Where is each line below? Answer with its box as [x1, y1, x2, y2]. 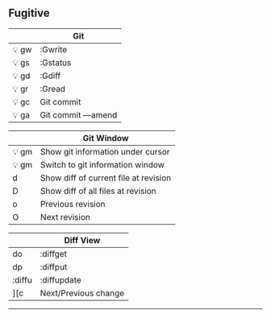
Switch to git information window [40, 159, 165, 170]
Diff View [64, 234, 101, 246]
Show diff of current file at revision [40, 172, 172, 184]
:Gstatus [40, 56, 72, 68]
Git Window [82, 132, 129, 143]
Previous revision [40, 198, 106, 209]
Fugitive [8, 6, 50, 20]
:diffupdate [40, 274, 82, 285]
